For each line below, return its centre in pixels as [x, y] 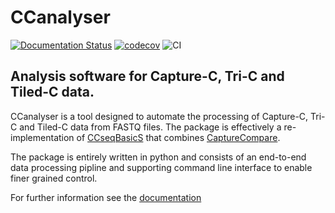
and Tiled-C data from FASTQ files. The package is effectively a [150, 127]
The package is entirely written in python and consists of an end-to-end [158, 157]
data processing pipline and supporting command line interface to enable [161, 167]
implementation [42, 137]
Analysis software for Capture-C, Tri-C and [147, 76]
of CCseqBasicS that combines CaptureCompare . [178, 137]
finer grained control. [54, 178]
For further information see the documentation [106, 197]
